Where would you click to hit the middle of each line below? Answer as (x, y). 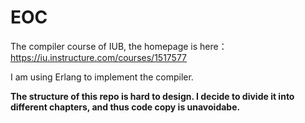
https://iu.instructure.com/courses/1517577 (99, 57)
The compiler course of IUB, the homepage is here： (119, 46)
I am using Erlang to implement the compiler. (102, 77)
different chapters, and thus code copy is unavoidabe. (125, 107)
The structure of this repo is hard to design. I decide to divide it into (152, 96)
